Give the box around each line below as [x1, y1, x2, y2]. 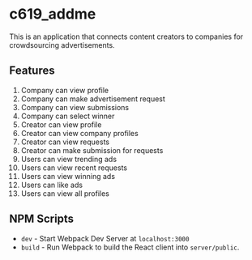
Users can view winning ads [20, 171, 116, 181]
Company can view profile [20, 85, 109, 95]
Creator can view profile [20, 119, 102, 130]
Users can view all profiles [20, 188, 110, 198]
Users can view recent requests [20, 163, 128, 173]
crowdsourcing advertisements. [9, 40, 116, 49]
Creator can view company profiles [20, 128, 139, 138]
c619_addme [9, 5, 96, 23]
